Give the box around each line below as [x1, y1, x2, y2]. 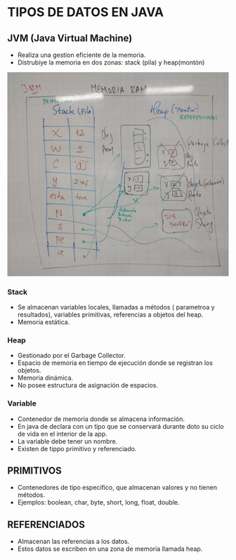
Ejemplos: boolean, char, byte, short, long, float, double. [17, 498, 180, 507]
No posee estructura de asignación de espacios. [17, 381, 158, 389]
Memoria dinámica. [17, 373, 74, 382]
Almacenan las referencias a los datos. [17, 538, 130, 546]
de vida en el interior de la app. [17, 429, 107, 438]
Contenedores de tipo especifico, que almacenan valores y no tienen [17, 484, 218, 492]
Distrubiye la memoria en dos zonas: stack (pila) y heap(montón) [17, 58, 205, 67]
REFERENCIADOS [7, 519, 86, 531]
